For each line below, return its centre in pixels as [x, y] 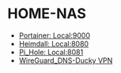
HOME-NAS [47, 14]
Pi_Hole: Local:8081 [51, 52]
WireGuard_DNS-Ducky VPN [66, 60]
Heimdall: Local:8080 [53, 43]
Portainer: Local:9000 [55, 35]
